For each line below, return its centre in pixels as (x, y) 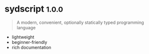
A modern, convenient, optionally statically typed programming (80, 22)
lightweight (23, 37)
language (26, 27)
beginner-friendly (29, 42)
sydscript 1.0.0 (34, 9)
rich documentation (31, 47)
